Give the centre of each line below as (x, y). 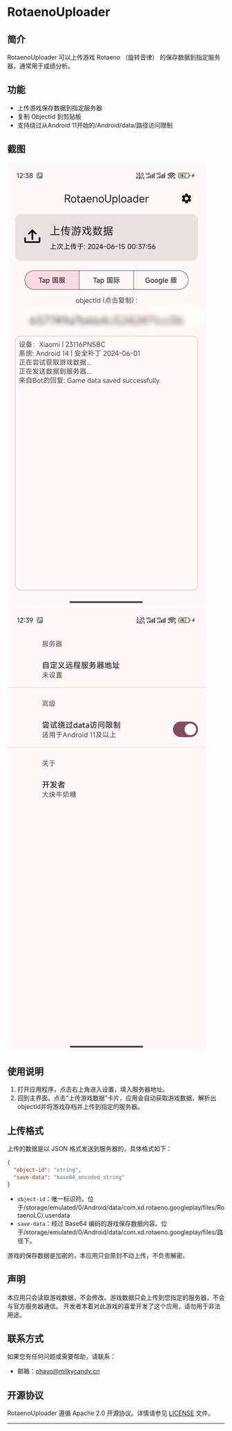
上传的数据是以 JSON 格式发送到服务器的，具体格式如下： (90, 1149)
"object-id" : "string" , (47, 1170)
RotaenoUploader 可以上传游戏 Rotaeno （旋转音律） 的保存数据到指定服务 (114, 57)
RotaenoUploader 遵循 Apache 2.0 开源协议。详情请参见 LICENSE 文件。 (110, 1413)
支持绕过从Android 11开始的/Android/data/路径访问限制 (95, 125)
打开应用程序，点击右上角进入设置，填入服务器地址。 (93, 1090)
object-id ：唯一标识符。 (52, 1198)
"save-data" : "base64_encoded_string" (69, 1177)
